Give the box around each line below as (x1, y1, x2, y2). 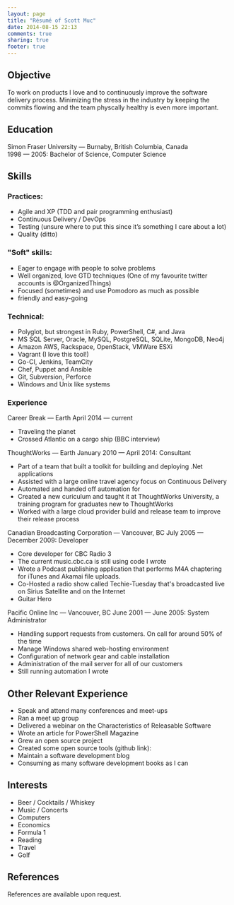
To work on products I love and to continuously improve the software (7, 88, 208, 96)
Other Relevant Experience (7, 687, 129, 699)
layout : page (7, 10, 46, 18)
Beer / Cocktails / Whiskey (17, 798, 95, 806)
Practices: (7, 191, 44, 201)
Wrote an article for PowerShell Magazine (17, 729, 139, 738)
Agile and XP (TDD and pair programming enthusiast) (17, 208, 173, 216)
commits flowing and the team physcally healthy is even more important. (7, 103, 219, 112)
